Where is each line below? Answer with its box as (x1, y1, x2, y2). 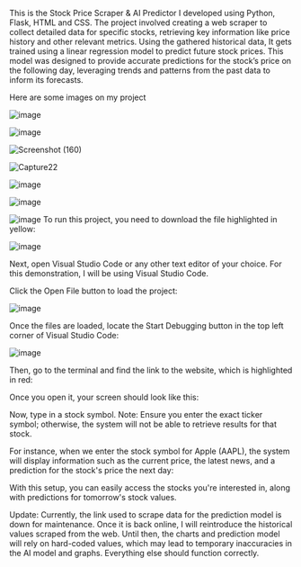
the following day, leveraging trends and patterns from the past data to (9, 65, 271, 76)
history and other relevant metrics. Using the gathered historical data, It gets (9, 36, 292, 47)
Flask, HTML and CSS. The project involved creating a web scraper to (9, 17, 268, 28)
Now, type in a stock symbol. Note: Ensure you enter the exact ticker (9, 409, 263, 419)
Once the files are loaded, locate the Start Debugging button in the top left (9, 320, 285, 331)
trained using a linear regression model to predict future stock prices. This (9, 46, 284, 57)
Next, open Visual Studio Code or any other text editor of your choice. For (9, 258, 282, 269)
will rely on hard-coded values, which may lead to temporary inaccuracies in (9, 538, 292, 548)
